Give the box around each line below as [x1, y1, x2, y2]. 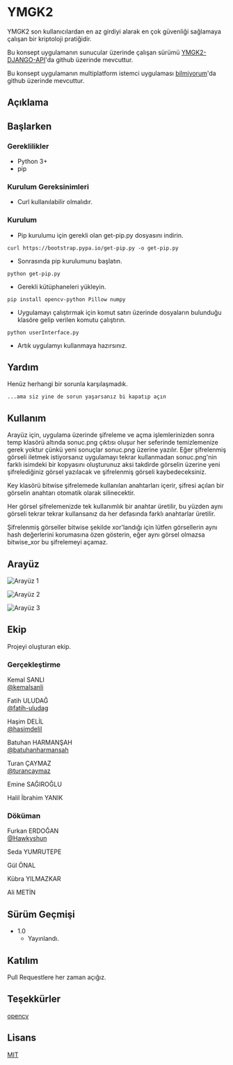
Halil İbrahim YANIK [7, 794, 63, 802]
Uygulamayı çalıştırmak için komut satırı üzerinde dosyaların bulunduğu [17, 308, 222, 316]
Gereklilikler [7, 141, 49, 151]
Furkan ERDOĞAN [7, 827, 59, 835]
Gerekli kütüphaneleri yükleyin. [17, 282, 106, 291]
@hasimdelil [7, 725, 42, 733]
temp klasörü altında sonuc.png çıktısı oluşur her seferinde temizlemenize [7, 438, 219, 447]
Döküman [7, 811, 41, 821]
